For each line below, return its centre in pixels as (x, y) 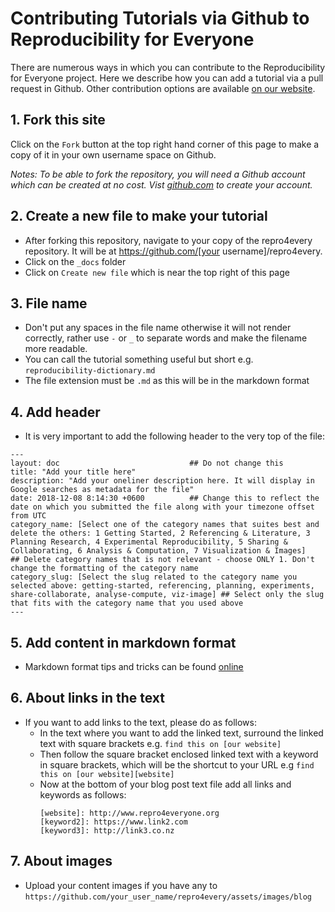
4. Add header (55, 412)
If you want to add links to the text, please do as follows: (140, 722)
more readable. (56, 349)
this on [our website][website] (107, 774)
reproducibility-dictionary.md (90, 371)
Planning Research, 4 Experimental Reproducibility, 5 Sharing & (149, 542)
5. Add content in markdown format (123, 642)
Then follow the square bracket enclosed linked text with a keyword (179, 754)
